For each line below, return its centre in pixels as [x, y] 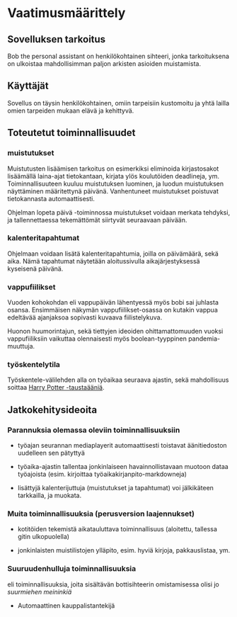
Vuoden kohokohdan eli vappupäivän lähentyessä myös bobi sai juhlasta [113, 302]
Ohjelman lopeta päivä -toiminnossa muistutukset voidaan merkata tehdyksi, [119, 212]
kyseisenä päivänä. [35, 268]
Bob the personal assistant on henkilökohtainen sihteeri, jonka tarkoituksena [118, 56]
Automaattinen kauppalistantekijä [66, 605]
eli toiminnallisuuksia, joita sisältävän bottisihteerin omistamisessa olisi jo [113, 584]
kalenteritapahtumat [44, 238]
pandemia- [204, 339]
